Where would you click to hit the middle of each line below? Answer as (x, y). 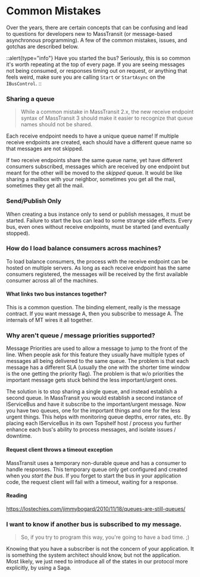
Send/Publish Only (34, 201)
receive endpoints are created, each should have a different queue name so (99, 142)
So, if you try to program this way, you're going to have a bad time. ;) (105, 537)
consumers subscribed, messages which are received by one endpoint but (98, 167)
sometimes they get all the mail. (45, 185)
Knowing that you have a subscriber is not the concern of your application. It (100, 549)
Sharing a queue (30, 98)
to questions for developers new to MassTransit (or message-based (89, 33)
